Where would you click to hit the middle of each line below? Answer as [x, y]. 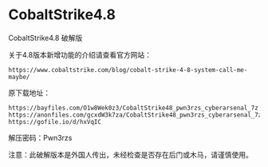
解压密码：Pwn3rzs [40, 137]
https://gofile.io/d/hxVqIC [55, 121]
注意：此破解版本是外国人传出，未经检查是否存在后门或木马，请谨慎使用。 [130, 154]
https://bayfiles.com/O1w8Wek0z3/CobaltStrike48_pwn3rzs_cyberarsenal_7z [134, 108]
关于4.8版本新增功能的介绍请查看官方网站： [80, 54]
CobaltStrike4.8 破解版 [45, 38]
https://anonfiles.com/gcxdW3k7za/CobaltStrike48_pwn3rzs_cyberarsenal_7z [135, 115]
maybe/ [19, 77]
